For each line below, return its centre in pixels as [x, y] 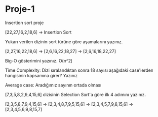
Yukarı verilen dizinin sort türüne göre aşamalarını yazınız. [64, 42]
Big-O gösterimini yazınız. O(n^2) [39, 60]
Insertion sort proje [24, 23]
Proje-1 [20, 9]
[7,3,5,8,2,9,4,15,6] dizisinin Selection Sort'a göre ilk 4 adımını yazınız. [76, 94]
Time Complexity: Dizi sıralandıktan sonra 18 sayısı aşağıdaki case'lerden [79, 70]
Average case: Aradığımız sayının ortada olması [53, 85]
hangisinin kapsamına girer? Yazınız [41, 75]
